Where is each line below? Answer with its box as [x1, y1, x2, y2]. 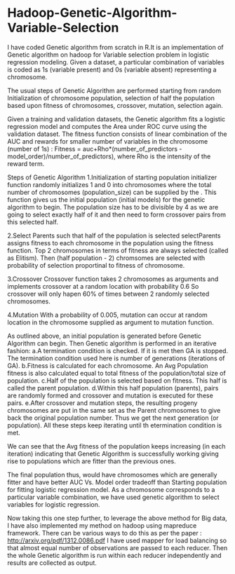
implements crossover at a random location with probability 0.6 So [7, 282, 199, 290]
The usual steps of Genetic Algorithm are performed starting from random [7, 86, 222, 95]
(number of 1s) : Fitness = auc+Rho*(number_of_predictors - [7, 144, 182, 153]
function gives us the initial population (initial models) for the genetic [7, 195, 206, 204]
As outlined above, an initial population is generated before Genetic [7, 332, 202, 340]
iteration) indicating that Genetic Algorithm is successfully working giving [7, 449, 219, 458]
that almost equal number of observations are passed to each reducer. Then [7, 543, 228, 552]
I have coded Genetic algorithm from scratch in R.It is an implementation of [7, 43, 224, 51]
